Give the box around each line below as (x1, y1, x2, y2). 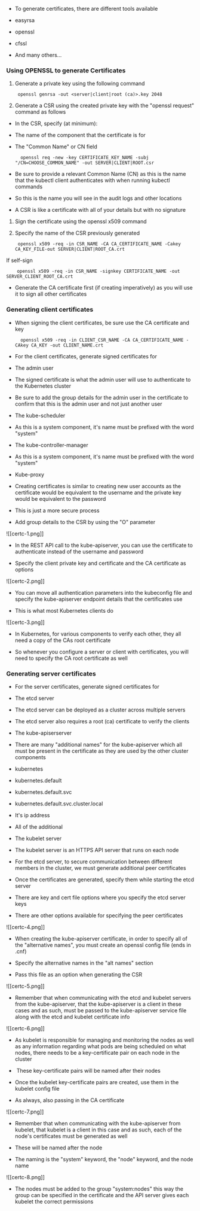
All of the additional (14, 823, 63, 830)
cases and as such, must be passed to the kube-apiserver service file (14, 1006, 187, 1014)
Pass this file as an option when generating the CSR (14, 970, 143, 978)
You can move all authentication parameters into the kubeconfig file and (14, 589, 192, 596)
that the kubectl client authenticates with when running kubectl (14, 177, 170, 184)
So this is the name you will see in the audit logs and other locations (14, 194, 182, 202)
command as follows (14, 108, 66, 115)
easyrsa (14, 17, 35, 23)
